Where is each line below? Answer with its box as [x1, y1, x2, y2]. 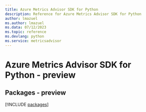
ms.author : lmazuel [5, 20, 44, 26]
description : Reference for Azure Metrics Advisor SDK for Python [5, 12, 142, 16]
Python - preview [5, 70, 76, 80]
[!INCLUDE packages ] [5, 101, 49, 107]
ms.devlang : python [5, 34, 44, 39]
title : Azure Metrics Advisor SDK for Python [5, 7, 98, 12]
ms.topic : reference [5, 29, 47, 34]
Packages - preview [5, 89, 66, 97]
